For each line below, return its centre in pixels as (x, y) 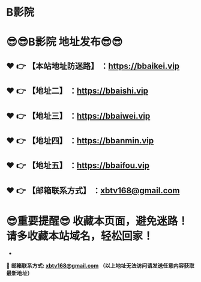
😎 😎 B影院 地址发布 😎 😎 (64, 42)
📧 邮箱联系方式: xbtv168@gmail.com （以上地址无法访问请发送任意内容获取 (100, 265)
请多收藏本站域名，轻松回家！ (80, 236)
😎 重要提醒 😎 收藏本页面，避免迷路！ (97, 221)
